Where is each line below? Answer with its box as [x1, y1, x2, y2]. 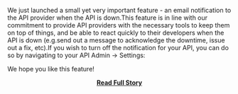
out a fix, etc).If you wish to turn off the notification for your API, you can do [7, 44, 229, 52]
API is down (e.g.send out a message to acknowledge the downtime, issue [7, 36, 225, 45]
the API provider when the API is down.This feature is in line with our [7, 13, 208, 22]
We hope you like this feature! [7, 65, 94, 73]
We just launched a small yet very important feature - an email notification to [7, 6, 232, 14]
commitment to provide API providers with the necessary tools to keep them [7, 21, 230, 29]
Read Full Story [96, 78, 143, 87]
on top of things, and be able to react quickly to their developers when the [7, 28, 225, 37]
